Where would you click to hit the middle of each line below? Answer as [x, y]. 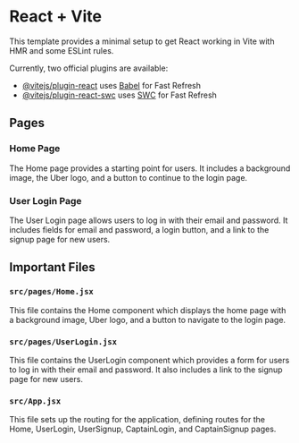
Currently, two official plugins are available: [89, 68]
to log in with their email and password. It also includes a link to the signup [146, 370]
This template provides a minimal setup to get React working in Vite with [142, 41]
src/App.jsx [35, 401]
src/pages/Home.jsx [51, 292]
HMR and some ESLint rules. [62, 50]
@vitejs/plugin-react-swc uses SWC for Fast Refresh [119, 95]
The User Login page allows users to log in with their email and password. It [149, 220]
